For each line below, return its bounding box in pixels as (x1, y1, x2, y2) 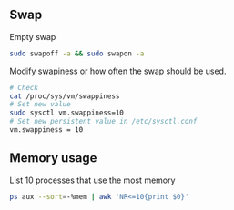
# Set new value (9, 100, 71, 109)
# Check (9, 83, 39, 92)
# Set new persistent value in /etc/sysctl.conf (9, 117, 198, 126)
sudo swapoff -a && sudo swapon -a (9, 49, 145, 58)
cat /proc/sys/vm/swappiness (9, 91, 120, 101)
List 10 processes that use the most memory (9, 175, 176, 185)
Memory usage (9, 150, 97, 166)
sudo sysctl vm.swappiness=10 (9, 108, 125, 117)
